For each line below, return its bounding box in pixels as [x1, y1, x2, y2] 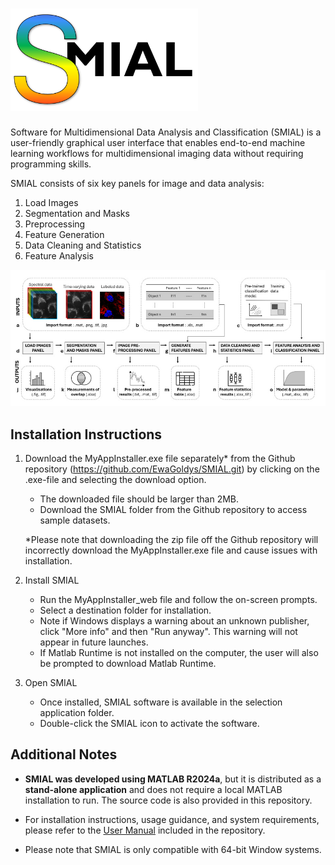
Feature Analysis [24, 250, 94, 262]
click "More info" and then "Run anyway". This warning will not [39, 626, 298, 638]
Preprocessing [24, 218, 86, 230]
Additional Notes [10, 746, 118, 763]
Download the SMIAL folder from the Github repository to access [39, 504, 308, 516]
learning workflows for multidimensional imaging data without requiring [10, 148, 304, 160]
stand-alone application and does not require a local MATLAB [24, 783, 283, 795]
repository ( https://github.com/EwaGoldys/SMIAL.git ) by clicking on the [24, 463, 320, 475]
